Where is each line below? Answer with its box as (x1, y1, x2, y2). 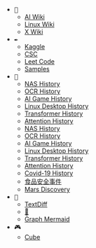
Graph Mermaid (24, 215, 70, 223)
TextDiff (24, 200, 48, 208)
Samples (24, 65, 50, 73)
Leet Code (24, 57, 55, 65)
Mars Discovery (24, 185, 70, 193)
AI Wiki (24, 13, 46, 21)
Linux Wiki (24, 20, 55, 28)
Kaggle (24, 43, 46, 50)
